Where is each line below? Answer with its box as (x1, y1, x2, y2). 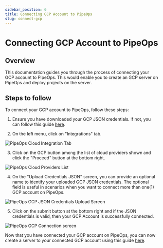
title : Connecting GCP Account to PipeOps (5, 12, 92, 17)
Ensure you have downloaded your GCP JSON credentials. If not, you (12, 116, 151, 122)
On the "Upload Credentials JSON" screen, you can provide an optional (12, 174, 156, 180)
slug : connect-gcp (5, 16, 42, 21)
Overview (5, 57, 36, 65)
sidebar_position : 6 (5, 7, 47, 12)
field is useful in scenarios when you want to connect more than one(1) (12, 184, 154, 190)
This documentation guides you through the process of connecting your (5, 69, 149, 76)
